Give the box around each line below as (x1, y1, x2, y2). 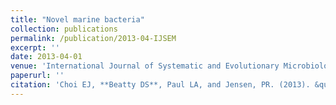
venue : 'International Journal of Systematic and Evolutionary (10, 61, 280, 71)
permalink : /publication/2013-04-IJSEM (10, 33, 177, 43)
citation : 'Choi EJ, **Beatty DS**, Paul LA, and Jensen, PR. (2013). (10, 80, 311, 90)
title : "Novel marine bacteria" (10, 14, 145, 25)
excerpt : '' (10, 42, 60, 53)
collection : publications (10, 24, 118, 34)
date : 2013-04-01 (10, 52, 83, 62)
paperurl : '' (10, 71, 65, 81)
